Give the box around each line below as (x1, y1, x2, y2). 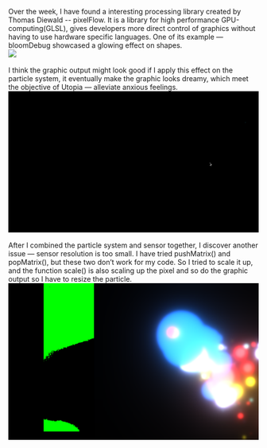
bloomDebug (8, 41, 51, 50)
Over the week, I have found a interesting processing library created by (8, 7, 242, 16)
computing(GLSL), (8, 24, 68, 33)
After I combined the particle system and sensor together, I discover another (8, 240, 258, 250)
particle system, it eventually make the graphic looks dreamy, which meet (8, 74, 249, 83)
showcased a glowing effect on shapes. (52, 41, 183, 50)
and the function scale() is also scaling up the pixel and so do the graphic (8, 266, 249, 275)
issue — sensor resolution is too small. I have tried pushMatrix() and (8, 248, 230, 258)
